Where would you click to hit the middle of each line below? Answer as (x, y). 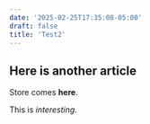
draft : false (34, 26)
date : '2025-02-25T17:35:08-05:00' (76, 18)
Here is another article (73, 71)
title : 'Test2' (38, 34)
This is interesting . (44, 110)
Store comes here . (44, 93)
